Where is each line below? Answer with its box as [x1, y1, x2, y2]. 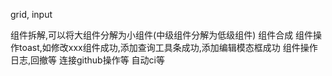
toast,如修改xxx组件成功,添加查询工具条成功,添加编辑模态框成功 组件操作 [18, 42, 318, 53]
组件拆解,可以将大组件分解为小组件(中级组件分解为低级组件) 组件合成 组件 [10, 29, 314, 41]
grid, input [10, 9, 53, 20]
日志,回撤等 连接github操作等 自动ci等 [10, 54, 165, 66]
